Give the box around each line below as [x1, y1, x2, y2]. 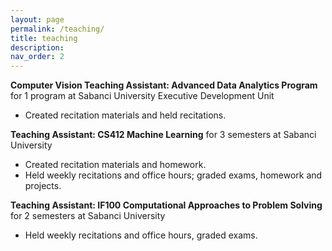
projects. [24, 180, 62, 192]
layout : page [10, 14, 65, 25]
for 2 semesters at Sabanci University [10, 210, 166, 222]
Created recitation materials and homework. [24, 159, 207, 171]
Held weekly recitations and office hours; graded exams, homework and [24, 169, 323, 181]
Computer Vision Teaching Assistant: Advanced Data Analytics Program [10, 79, 318, 91]
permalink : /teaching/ [10, 24, 105, 34]
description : [10, 42, 65, 53]
